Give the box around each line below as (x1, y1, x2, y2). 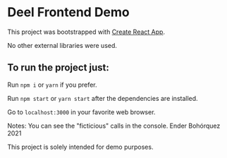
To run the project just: (7, 61, 109, 74)
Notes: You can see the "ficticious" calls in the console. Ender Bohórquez (7, 121, 221, 130)
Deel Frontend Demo (7, 4, 130, 20)
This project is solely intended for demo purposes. (7, 142, 154, 151)
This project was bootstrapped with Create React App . (7, 28, 166, 36)
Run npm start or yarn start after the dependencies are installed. (7, 94, 199, 102)
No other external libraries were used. (7, 41, 118, 49)
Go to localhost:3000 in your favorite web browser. (7, 107, 156, 116)
